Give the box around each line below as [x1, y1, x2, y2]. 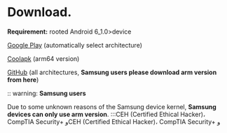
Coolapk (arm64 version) [7, 54, 80, 63]
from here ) [7, 75, 39, 84]
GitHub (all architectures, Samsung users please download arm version [7, 68, 217, 76]
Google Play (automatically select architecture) [7, 41, 142, 49]
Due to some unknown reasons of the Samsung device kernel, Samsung [7, 102, 217, 111]
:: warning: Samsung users [7, 89, 86, 97]
